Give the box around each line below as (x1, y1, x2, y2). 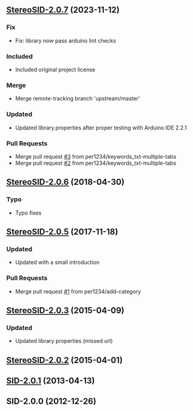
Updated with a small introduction (15, 258, 100, 266)
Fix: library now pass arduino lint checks (15, 36, 117, 44)
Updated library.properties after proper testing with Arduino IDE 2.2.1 (15, 124, 187, 131)
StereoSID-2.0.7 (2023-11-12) (6, 5, 120, 15)
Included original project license (15, 66, 96, 73)
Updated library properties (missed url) (15, 337, 113, 345)
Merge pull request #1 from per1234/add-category (15, 288, 141, 295)
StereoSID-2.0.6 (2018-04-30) (6, 177, 125, 187)
